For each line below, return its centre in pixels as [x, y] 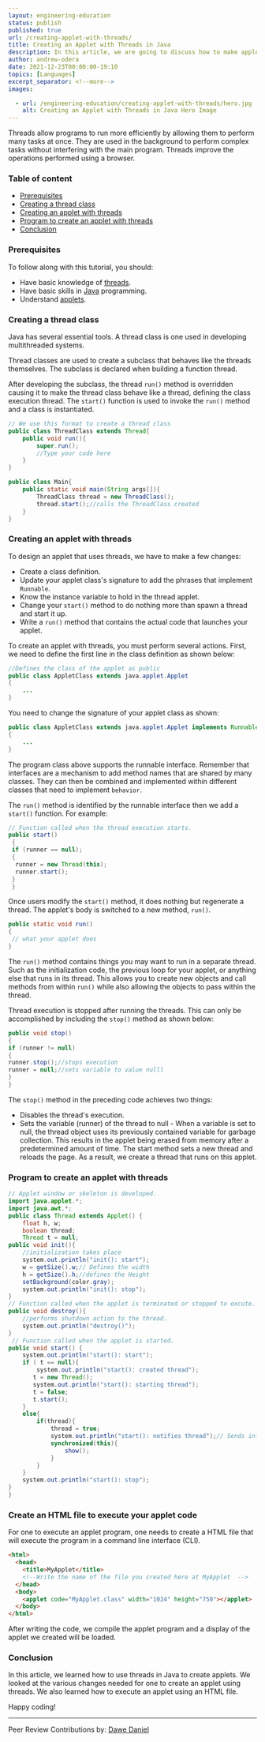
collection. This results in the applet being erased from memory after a [134, 1140]
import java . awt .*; [40, 1208]
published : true [35, 30]
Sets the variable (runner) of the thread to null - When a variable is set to [138, 1123]
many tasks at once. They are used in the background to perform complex [129, 141]
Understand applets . [53, 299]
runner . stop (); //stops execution [63, 1063]
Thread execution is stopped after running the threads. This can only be [125, 1010]
